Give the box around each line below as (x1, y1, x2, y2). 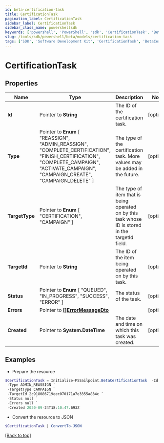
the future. (115, 171, 140, 178)
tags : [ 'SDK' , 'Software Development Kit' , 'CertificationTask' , (5, 39, 141, 44)
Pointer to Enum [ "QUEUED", (39, 286, 107, 293)
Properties (5, 79, 38, 88)
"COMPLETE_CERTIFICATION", (39, 147, 111, 153)
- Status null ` (7, 396, 38, 401)
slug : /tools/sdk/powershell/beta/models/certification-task (5, 35, 132, 40)
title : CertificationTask (5, 12, 58, 17)
